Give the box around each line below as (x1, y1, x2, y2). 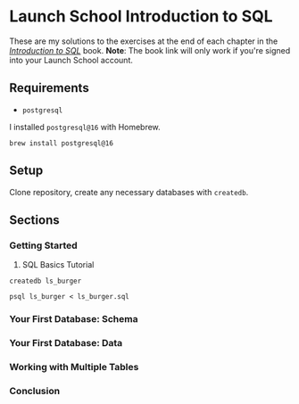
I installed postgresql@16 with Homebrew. (9, 121, 161, 132)
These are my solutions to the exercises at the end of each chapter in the (9, 36, 278, 46)
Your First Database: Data (9, 337, 123, 350)
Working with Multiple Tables (9, 361, 139, 374)
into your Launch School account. (9, 54, 134, 65)
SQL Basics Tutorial (21, 260, 95, 270)
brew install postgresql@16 (9, 138, 114, 148)
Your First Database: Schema (9, 313, 138, 326)
